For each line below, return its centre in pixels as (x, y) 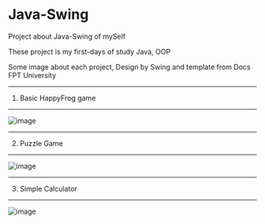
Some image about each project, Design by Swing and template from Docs (129, 67)
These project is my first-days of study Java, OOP (90, 51)
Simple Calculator (48, 189)
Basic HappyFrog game (58, 98)
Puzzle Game (41, 143)
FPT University (32, 75)
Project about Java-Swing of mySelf (67, 36)
